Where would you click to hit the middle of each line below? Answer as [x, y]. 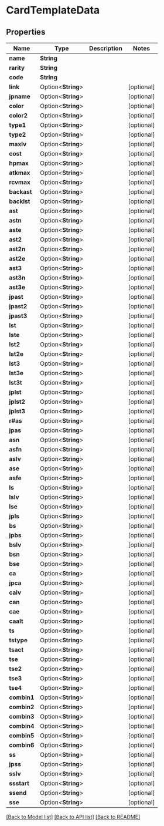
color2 [18, 115]
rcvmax [20, 182]
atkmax [20, 173]
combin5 [22, 736]
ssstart [19, 783]
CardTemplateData [53, 10]
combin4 [22, 726]
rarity [17, 68]
